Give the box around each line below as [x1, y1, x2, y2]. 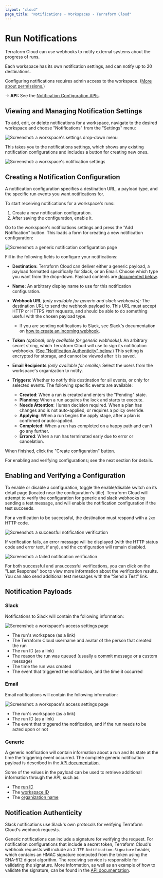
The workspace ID [12, 789, 49, 795]
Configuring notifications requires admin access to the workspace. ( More [5, 78, 152, 84]
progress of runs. [5, 54, 40, 60]
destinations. [5, 69, 31, 75]
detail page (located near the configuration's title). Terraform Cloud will [5, 489, 148, 496]
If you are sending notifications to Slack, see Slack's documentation [19, 323, 156, 329]
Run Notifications [5, 33, 77, 44]
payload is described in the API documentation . [5, 760, 100, 766]
